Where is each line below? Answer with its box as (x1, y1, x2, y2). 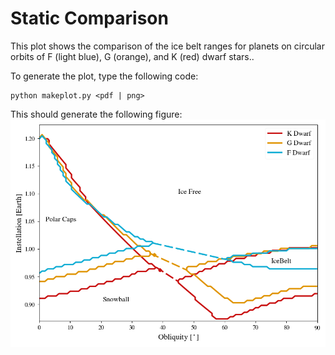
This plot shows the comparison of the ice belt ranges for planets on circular (10, 40, 325, 52)
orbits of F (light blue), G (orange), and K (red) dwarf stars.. (10, 50, 255, 62)
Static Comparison (10, 7, 169, 30)
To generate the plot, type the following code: (10, 70, 199, 82)
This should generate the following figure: (10, 108, 183, 120)
